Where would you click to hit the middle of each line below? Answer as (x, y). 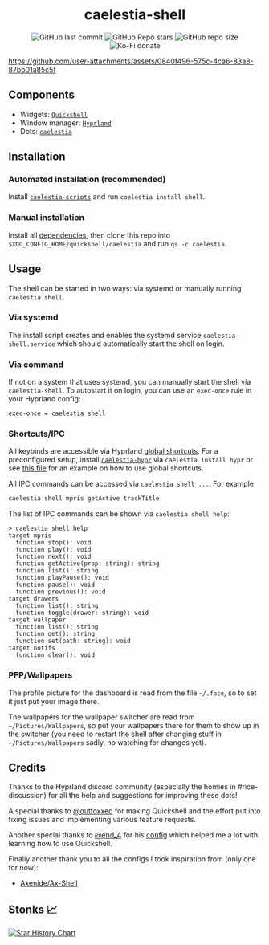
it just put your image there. (54, 701)
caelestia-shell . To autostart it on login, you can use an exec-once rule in (130, 390)
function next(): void (53, 557)
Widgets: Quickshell (54, 114)
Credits (27, 768)
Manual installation (47, 218)
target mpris (30, 536)
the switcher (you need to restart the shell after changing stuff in (115, 734)
